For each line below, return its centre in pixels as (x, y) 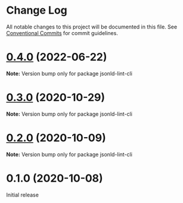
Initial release (22, 195)
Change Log (37, 10)
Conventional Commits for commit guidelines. (62, 33)
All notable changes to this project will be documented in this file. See (92, 27)
